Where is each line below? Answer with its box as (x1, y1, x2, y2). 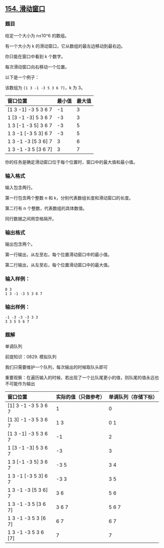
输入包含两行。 (5, 184, 35, 190)
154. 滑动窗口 (5, 4, 45, 13)
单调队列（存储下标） (108, 394, 158, 401)
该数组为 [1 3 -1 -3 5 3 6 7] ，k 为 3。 (5, 85, 85, 91)
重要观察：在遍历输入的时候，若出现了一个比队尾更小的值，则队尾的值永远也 (5, 375, 159, 381)
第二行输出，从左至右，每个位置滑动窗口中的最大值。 (5, 262, 112, 268)
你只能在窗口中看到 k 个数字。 (5, 53, 66, 59)
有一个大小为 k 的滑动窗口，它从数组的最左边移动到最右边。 (5, 43, 125, 49)
